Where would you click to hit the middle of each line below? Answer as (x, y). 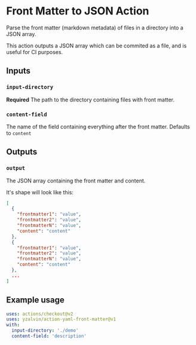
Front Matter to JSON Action (78, 11)
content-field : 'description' (49, 336)
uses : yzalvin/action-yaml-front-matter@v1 (61, 319)
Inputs (19, 71)
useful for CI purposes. (35, 52)
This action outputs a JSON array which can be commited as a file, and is (97, 46)
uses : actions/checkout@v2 (40, 314)
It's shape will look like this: (40, 192)
